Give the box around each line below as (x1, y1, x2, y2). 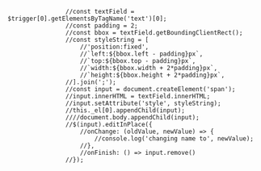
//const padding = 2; (65, 22, 138, 30)
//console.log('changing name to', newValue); (94, 135, 254, 143)
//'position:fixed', (79, 43, 149, 51)
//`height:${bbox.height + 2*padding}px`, (79, 71, 225, 79)
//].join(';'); (65, 78, 116, 86)
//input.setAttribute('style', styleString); (65, 99, 221, 107)
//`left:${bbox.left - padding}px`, (79, 50, 204, 58)
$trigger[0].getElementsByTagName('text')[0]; (7, 15, 167, 23)
